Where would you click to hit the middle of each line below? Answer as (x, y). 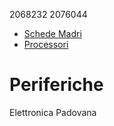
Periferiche (56, 85)
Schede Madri (52, 33)
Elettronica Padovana (53, 112)
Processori (46, 44)
